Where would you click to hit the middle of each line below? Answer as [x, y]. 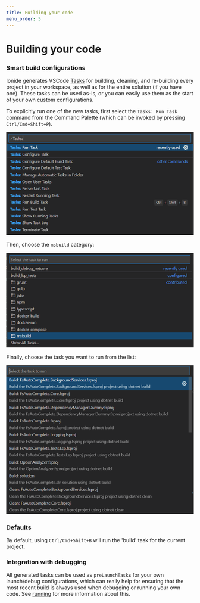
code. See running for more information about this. [68, 594]
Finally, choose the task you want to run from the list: [71, 357]
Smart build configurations [46, 67]
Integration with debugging [46, 562]
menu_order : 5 [24, 19]
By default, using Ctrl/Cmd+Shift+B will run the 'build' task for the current [96, 540]
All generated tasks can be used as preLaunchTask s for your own [85, 575]
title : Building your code [40, 13]
